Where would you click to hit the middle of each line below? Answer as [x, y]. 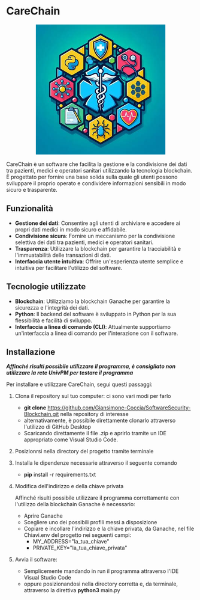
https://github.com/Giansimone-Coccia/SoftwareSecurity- [119, 408]
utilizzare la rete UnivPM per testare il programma [70, 373]
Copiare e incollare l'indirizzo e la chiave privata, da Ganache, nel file [109, 529]
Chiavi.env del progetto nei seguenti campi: [78, 535]
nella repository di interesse [94, 414]
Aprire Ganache [43, 516]
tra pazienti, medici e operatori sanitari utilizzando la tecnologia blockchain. [99, 170]
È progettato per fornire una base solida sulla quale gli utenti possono [92, 177]
